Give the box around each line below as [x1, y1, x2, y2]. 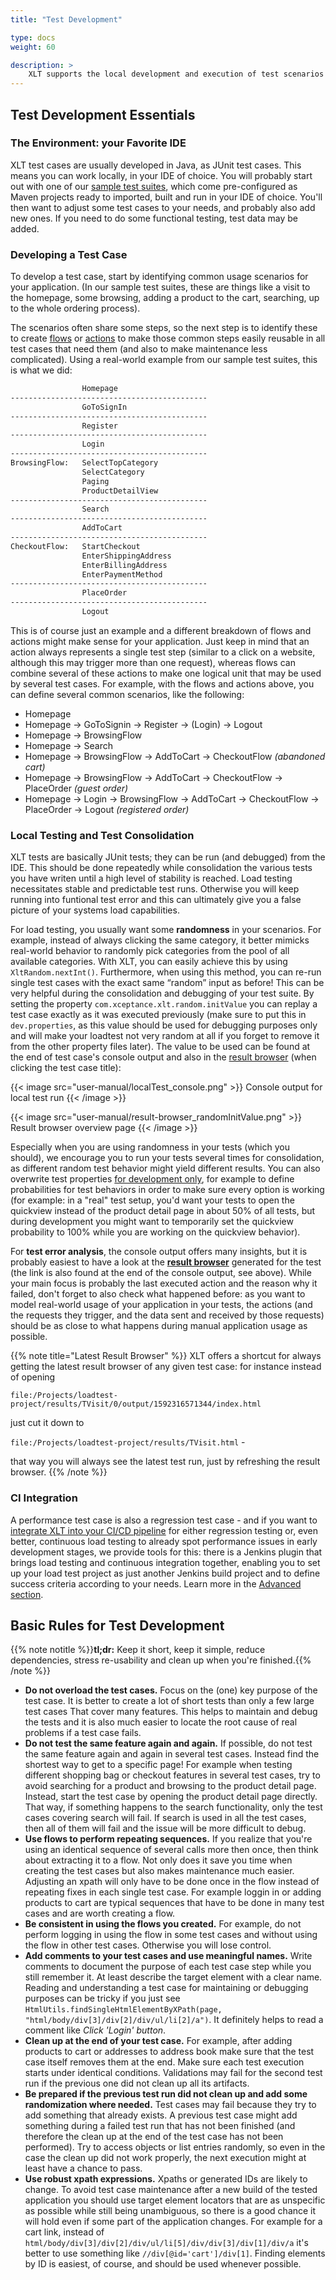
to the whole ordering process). [10, 302, 141, 315]
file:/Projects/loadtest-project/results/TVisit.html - [10, 1436, 246, 1448]
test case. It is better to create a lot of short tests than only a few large [24, 1695, 315, 1707]
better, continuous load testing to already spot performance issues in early [10, 1535, 318, 1547]
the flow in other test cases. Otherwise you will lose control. [24, 1939, 272, 1951]
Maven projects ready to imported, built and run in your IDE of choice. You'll [10, 191, 323, 203]
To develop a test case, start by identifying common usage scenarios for [10, 271, 309, 283]
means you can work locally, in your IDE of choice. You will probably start [10, 169, 313, 181]
